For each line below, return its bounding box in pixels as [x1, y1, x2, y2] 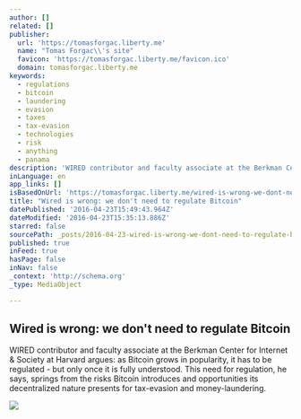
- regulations [17, 80, 70, 89]
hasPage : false [9, 255, 66, 265]
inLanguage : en [9, 171, 66, 180]
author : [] [9, 13, 50, 22]
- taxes [17, 113, 47, 122]
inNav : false [9, 264, 58, 273]
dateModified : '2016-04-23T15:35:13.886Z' [9, 213, 170, 223]
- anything [17, 146, 58, 155]
